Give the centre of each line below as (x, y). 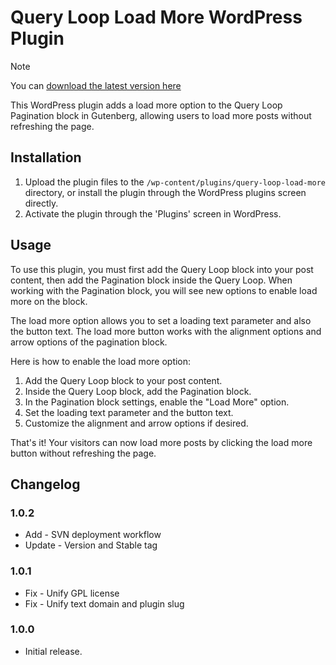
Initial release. (53, 651)
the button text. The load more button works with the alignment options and (166, 331)
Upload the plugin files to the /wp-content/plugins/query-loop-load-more (175, 182)
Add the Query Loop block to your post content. (123, 380)
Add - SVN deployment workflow (93, 535)
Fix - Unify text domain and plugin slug (104, 603)
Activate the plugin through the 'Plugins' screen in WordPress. (153, 213)
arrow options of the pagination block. (89, 342)
